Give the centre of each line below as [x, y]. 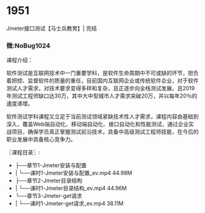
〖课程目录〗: [23, 153]
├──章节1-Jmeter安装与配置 [51, 165]
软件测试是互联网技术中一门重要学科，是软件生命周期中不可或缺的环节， [97, 73]
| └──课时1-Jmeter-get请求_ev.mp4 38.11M [69, 204]
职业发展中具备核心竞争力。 [41, 139]
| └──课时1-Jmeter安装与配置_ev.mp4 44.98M [74, 173]
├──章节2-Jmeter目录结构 [49, 181]
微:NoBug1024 [28, 45]
